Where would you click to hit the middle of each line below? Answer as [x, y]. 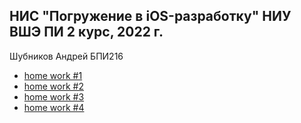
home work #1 [53, 75]
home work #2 [53, 86]
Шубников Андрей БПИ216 [66, 56]
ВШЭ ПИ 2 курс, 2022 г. [86, 32]
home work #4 [54, 107]
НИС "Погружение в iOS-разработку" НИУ [150, 16]
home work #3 [54, 96]
